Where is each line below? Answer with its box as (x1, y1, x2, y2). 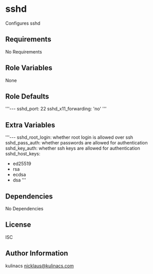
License (5, 221, 31, 229)
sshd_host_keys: (5, 151, 41, 157)
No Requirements (5, 48, 42, 54)
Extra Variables (5, 120, 55, 129)
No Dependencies (5, 206, 44, 211)
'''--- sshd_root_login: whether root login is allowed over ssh (5, 134, 133, 140)
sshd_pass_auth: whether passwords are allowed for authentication (5, 140, 148, 146)
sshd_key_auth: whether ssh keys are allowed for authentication (5, 145, 140, 152)
